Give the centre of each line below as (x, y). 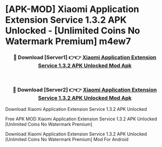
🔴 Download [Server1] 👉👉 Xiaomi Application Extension (85, 57)
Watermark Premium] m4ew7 (68, 42)
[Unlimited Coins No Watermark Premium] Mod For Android (67, 139)
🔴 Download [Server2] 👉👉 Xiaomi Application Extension (85, 90)
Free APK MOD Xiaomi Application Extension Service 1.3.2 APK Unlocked (81, 119)
